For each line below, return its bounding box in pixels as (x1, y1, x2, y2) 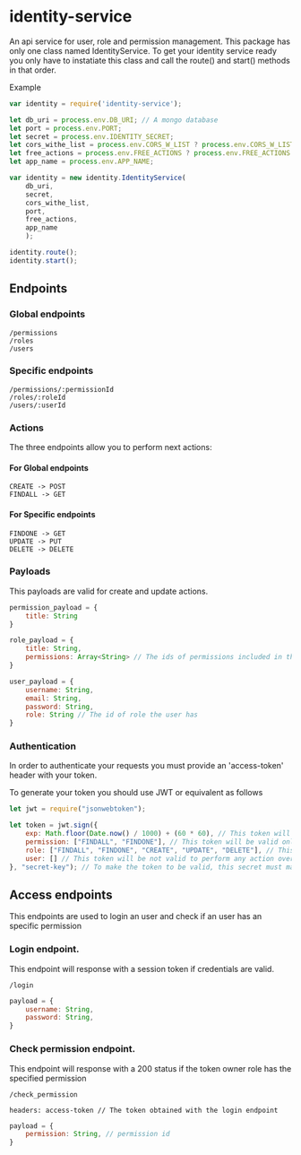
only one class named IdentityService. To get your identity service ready (9, 45, 278, 56)
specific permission (9, 921, 82, 932)
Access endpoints (9, 887, 113, 902)
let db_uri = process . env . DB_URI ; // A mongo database (9, 115, 219, 125)
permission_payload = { (9, 603, 99, 612)
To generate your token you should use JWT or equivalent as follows (9, 787, 263, 798)
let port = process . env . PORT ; (9, 124, 123, 133)
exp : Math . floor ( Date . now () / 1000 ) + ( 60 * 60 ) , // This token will (25, 829, 291, 838)
